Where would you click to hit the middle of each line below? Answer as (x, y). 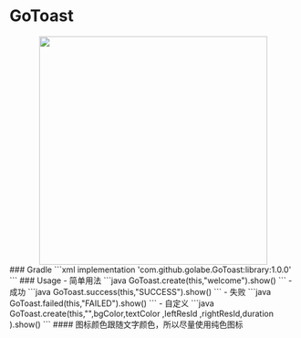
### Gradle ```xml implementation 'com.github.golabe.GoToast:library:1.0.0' (150, 269)
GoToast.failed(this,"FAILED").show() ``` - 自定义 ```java (112, 303)
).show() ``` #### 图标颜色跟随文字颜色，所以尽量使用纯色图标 (126, 324)
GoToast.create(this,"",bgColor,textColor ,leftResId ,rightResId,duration (141, 313)
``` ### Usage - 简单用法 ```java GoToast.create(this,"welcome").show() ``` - (151, 280)
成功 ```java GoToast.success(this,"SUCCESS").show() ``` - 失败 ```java (140, 291)
